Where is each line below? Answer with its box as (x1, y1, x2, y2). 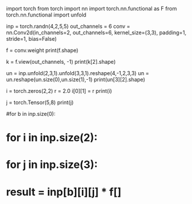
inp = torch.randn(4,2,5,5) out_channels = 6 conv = (6, 23, 131, 30)
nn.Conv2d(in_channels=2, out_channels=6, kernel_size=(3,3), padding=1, (6, 29, 187, 36)
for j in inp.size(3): (6, 158, 98, 171)
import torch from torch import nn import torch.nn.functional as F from (6, 5, 177, 12)
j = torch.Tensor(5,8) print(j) (6, 99, 74, 106)
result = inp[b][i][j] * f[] (6, 185, 122, 199)
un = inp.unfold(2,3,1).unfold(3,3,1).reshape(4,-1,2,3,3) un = (6, 70, 149, 76)
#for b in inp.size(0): (6, 111, 56, 117)
